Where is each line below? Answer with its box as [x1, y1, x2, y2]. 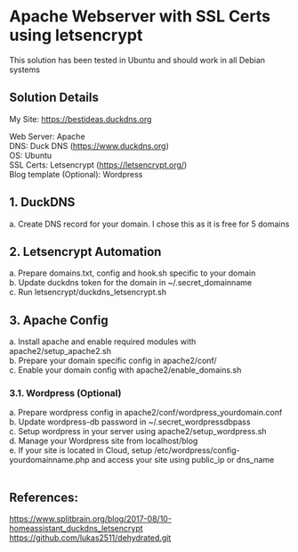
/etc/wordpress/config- [154, 445, 240, 456]
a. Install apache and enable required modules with [9, 336, 197, 347]
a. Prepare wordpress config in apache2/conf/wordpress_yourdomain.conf [9, 408, 283, 418]
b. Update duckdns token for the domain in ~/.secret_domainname [9, 277, 252, 288]
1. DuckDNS [9, 194, 76, 210]
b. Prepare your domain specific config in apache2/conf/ [9, 355, 217, 367]
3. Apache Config [9, 312, 109, 327]
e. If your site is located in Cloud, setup [9, 445, 153, 456]
